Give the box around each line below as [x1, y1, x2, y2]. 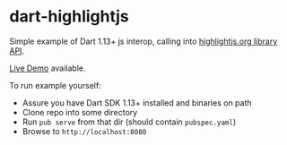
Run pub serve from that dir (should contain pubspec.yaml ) [22, 116, 237, 127]
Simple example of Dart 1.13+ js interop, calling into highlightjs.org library [9, 36, 278, 47]
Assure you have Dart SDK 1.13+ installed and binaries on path [22, 97, 253, 108]
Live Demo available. [9, 63, 86, 73]
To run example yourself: [9, 80, 101, 90]
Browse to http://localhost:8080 [22, 125, 147, 136]
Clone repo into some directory [22, 107, 138, 117]
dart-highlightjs [9, 6, 129, 27]
